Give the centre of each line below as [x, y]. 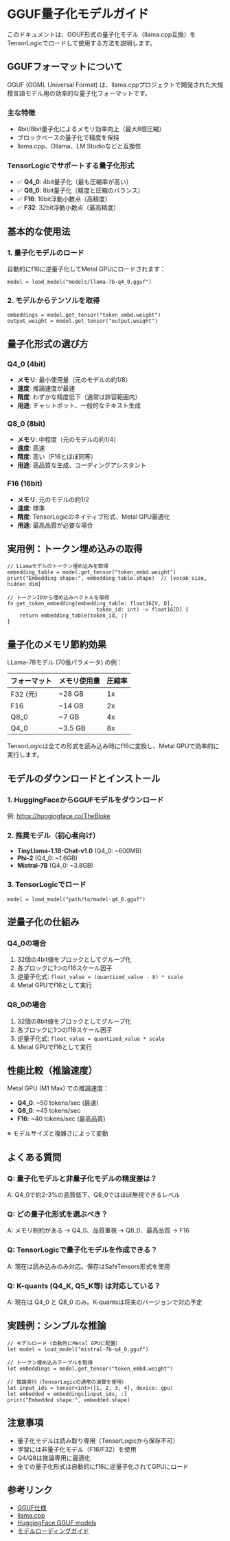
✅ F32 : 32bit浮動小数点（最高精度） [68, 207]
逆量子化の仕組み [43, 922]
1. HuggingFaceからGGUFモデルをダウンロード [85, 800]
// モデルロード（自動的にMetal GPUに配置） [64, 1343]
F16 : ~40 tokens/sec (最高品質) [61, 1119]
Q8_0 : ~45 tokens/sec [49, 1111]
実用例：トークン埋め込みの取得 [75, 549]
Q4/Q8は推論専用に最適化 [54, 1458]
